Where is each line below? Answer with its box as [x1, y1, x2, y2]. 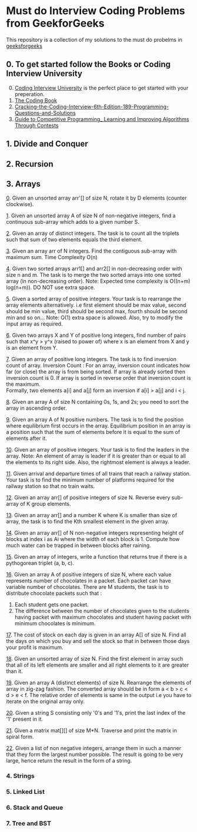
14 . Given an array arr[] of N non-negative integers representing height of [6, 529, 184, 536]
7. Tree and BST [6, 820, 52, 828]
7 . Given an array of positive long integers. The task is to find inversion [6, 356, 176, 363]
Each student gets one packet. [14, 601, 89, 608]
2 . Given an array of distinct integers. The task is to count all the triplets [6, 230, 179, 237]
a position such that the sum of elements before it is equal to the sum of [6, 429, 181, 436]
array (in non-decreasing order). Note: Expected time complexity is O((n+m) [6, 278, 191, 285]
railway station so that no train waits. [6, 483, 95, 490]
